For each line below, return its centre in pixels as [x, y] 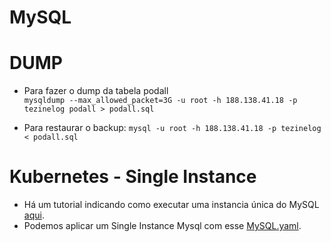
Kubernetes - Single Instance [133, 177]
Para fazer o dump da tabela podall [96, 91]
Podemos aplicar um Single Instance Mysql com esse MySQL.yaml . [162, 226]
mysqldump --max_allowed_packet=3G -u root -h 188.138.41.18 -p [160, 101]
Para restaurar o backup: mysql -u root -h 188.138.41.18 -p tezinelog [172, 128]
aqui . [34, 215]
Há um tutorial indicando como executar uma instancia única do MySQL [171, 205]
